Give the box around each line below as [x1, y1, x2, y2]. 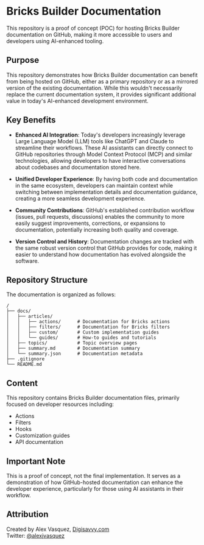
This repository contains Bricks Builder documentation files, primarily [6, 394, 180, 402]
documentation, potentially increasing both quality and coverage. [15, 226, 178, 233]
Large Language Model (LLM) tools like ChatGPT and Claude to [15, 137, 174, 144]
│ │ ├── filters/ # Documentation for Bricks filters [6, 324, 171, 330]
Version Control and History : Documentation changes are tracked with [15, 238, 194, 245]
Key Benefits [6, 115, 56, 126]
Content [6, 378, 38, 388]
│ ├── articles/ [6, 313, 53, 319]
